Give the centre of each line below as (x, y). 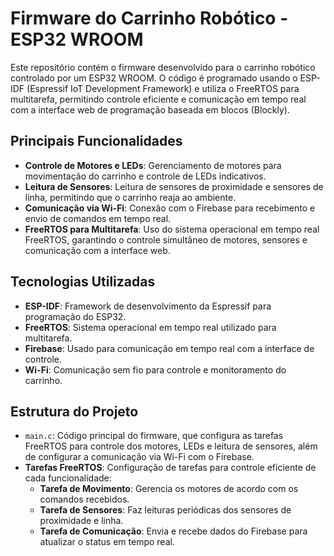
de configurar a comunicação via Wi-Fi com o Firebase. (139, 457)
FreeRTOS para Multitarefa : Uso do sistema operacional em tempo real (172, 229)
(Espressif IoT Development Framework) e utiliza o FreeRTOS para (163, 88)
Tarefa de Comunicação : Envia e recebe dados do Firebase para (173, 531)
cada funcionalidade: (68, 478)
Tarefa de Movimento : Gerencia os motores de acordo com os (169, 489)
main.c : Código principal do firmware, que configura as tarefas (154, 436)
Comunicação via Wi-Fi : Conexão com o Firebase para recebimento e (170, 208)
